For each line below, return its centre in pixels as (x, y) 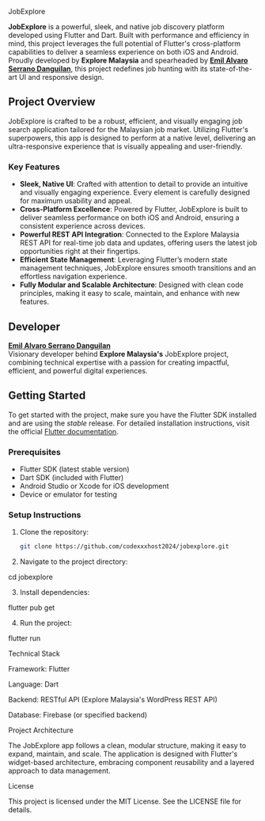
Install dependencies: (55, 592)
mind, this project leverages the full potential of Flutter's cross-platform (125, 44)
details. (20, 810)
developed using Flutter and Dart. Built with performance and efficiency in (129, 35)
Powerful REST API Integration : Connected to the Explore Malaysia (129, 235)
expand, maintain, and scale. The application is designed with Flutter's (123, 754)
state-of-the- (231, 69)
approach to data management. (59, 771)
